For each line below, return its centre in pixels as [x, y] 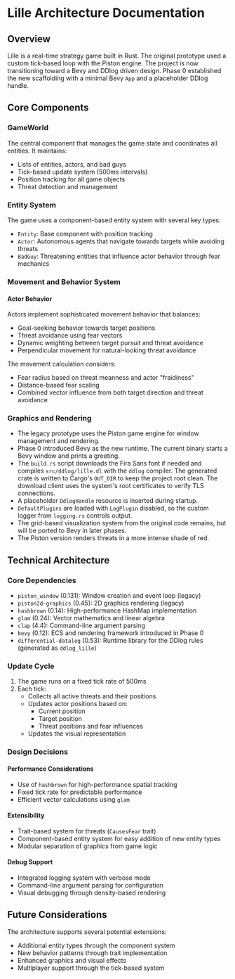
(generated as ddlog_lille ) [57, 648]
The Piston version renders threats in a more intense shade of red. [113, 538]
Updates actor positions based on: [78, 704]
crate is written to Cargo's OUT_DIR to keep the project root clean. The [117, 478]
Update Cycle [31, 666]
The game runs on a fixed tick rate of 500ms [82, 682]
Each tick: [32, 689]
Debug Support [30, 862]
